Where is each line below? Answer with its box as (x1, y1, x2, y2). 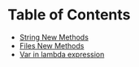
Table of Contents (7, 6, 131, 24)
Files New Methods (19, 40, 85, 50)
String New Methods (19, 32, 89, 42)
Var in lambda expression (19, 49, 105, 59)
